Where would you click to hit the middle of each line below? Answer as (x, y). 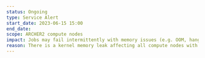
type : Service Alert (33, 18)
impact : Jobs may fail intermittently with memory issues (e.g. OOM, (97, 40)
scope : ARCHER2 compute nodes (45, 34)
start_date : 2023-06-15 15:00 (45, 23)
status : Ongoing (27, 12)
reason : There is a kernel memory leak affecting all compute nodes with (102, 46)
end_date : (19, 29)
